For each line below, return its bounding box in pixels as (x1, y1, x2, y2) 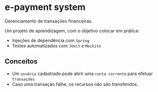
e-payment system (5, 1, 86, 13)
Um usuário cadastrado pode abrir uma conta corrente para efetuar (12, 70, 153, 76)
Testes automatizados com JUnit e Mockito (12, 42, 101, 48)
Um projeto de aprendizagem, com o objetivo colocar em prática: (5, 27, 139, 33)
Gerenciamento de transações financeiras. (5, 18, 93, 24)
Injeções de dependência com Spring (12, 37, 90, 43)
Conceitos (5, 57, 38, 66)
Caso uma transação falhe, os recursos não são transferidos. (12, 81, 138, 87)
